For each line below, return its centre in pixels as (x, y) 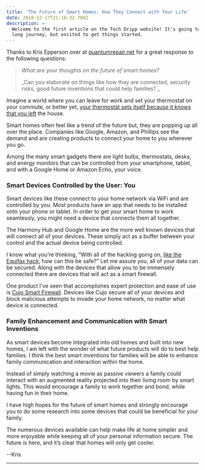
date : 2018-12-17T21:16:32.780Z (47, 18)
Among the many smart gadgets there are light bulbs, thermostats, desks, (99, 157)
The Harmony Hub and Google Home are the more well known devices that (101, 230)
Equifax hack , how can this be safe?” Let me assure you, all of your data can (102, 261)
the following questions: (37, 59)
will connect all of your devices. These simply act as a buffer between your (101, 236)
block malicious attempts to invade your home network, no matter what (96, 299)
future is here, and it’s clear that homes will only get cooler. (81, 443)
